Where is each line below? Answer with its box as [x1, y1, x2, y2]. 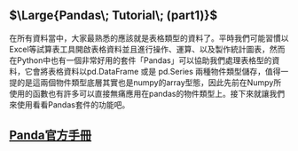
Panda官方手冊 [9, 128, 92, 143]
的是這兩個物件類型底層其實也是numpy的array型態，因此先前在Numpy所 [16, 76, 282, 88]
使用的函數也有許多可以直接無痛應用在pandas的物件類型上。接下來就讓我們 [9, 88, 286, 99]
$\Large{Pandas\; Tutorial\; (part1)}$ [9, 8, 218, 23]
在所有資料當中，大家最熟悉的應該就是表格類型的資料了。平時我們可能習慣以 [9, 32, 289, 44]
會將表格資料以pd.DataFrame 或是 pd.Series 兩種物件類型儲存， [32, 66, 266, 76]
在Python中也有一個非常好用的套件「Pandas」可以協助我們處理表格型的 [9, 54, 272, 66]
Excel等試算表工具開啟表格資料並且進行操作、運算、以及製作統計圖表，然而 [9, 44, 286, 54]
